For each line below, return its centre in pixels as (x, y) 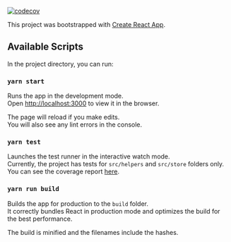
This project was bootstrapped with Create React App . (87, 24)
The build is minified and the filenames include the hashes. (93, 232)
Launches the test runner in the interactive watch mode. (89, 156)
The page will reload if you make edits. (64, 117)
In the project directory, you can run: (60, 64)
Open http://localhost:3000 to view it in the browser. (83, 103)
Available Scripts (45, 47)
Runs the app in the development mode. (65, 96)
